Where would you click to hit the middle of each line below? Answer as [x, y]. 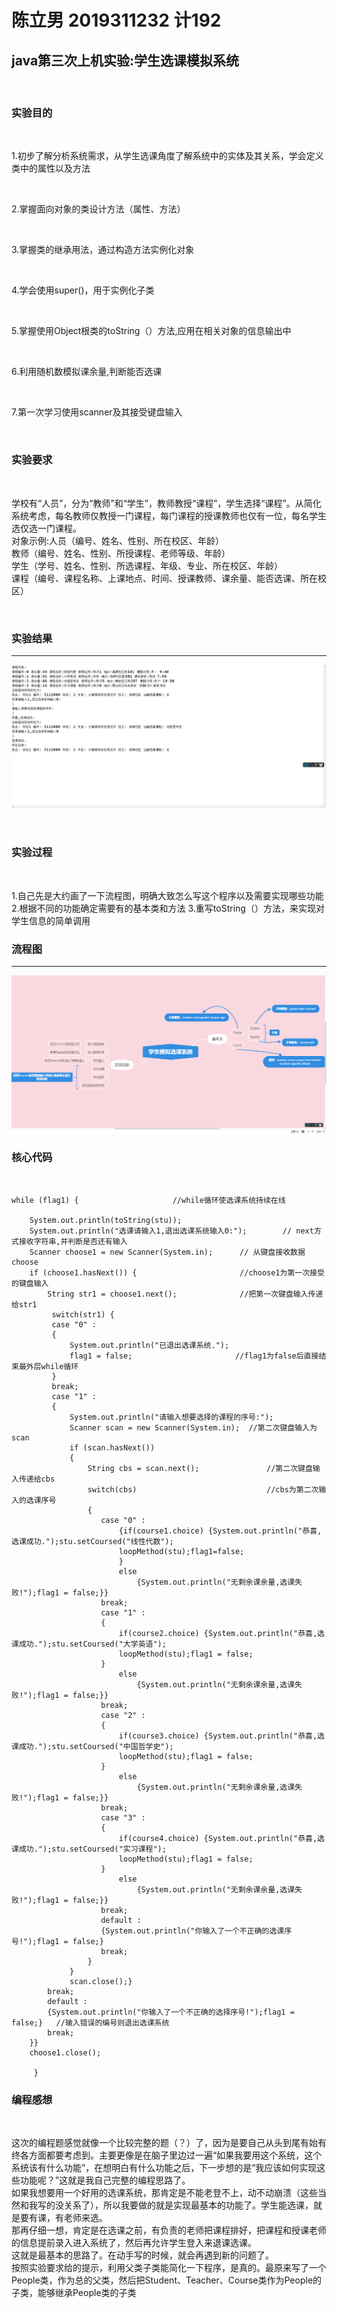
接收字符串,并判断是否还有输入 [73, 1241]
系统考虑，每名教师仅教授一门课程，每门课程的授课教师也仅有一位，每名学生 [169, 515]
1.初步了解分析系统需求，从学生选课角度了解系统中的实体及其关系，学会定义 [167, 156]
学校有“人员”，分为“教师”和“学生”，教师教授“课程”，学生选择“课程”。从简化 [166, 503]
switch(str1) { [83, 1314]
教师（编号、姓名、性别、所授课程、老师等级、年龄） [121, 553]
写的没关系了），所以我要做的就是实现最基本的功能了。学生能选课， [175, 2205]
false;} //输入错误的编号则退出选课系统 [90, 2022]
